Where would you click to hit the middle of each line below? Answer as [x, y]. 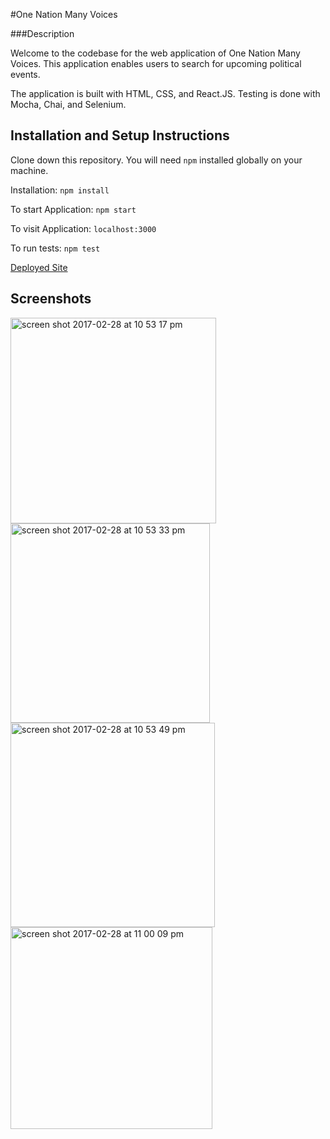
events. [25, 74]
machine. [29, 170]
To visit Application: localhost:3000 [83, 228]
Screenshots [51, 299]
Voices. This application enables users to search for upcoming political [156, 63]
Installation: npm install [60, 190]
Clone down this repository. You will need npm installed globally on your [156, 160]
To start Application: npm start [73, 209]
